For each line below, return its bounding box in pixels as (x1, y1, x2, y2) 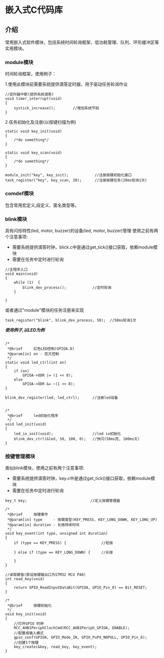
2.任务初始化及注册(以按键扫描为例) (5, 119, 77, 125)
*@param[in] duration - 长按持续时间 (7, 522, 80, 527)
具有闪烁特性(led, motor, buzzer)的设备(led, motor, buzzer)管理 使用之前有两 (5, 227, 159, 233)
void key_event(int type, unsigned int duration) (5, 531, 108, 536)
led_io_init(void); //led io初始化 (14, 431, 121, 436)
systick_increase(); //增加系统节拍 (14, 106, 99, 111)
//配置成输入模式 (14, 631, 44, 636)
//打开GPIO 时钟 (14, 621, 44, 626)
